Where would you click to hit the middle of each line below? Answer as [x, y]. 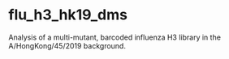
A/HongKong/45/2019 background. [67, 45]
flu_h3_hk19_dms [68, 15]
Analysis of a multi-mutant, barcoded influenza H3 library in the [115, 37]
